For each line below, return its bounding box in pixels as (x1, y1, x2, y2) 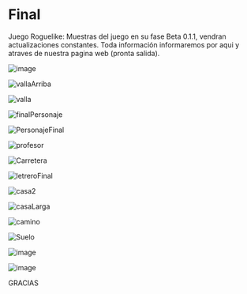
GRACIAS (8, 278, 39, 288)
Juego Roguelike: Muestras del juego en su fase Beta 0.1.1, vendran (8, 32, 226, 41)
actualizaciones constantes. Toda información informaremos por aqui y (8, 40, 240, 49)
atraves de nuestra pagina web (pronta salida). (8, 48, 160, 58)
